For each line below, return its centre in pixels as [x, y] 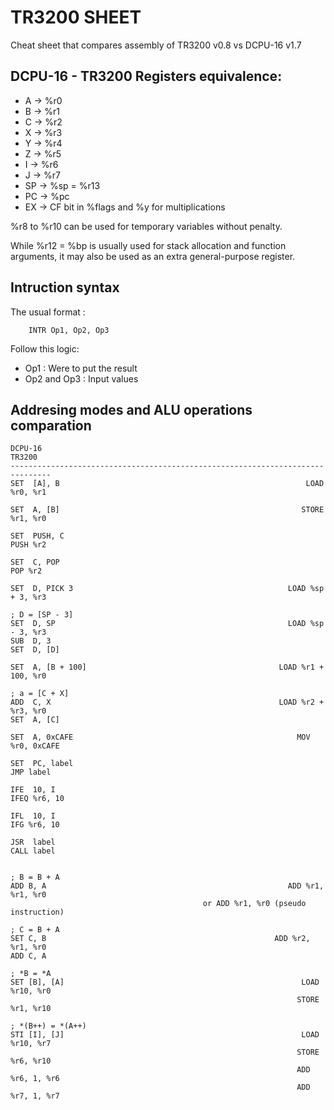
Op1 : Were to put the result [81, 368]
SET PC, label [42, 764]
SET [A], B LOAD [167, 484]
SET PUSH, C [37, 536]
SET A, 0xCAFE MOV [160, 737]
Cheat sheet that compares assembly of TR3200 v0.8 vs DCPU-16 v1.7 [156, 45]
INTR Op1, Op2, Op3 [69, 330]
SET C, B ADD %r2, [160, 939]
